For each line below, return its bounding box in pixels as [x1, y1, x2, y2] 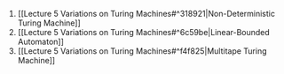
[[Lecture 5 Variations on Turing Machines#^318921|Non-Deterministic [17, 9, 275, 18]
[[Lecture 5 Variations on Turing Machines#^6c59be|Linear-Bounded [17, 27, 271, 37]
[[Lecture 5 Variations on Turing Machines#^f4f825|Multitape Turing [17, 46, 268, 56]
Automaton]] [17, 36, 65, 47]
